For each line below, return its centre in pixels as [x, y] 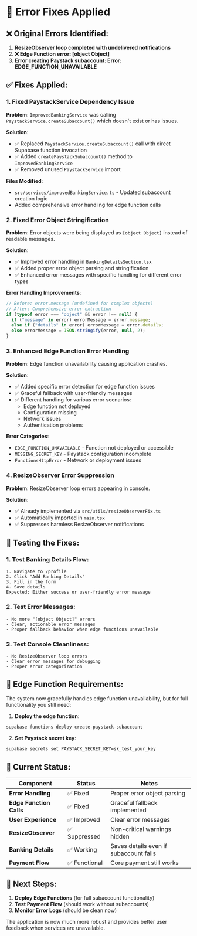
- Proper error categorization [44, 666]
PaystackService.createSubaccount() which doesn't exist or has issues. [92, 121]
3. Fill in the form [31, 582]
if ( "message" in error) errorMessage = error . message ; [81, 320]
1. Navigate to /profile [36, 572]
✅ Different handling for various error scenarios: [73, 400]
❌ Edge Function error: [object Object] [62, 54]
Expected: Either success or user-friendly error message [78, 592]
